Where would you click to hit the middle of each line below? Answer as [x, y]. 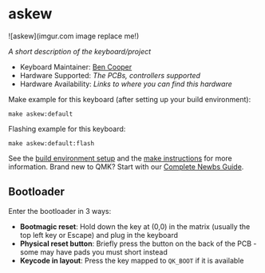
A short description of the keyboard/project [80, 51]
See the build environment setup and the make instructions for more [121, 158]
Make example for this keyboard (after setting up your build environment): [130, 99]
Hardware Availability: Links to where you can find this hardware [126, 84]
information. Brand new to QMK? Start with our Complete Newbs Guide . [126, 166]
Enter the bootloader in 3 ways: [60, 211]
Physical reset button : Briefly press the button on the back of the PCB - [138, 243]
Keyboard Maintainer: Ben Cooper [76, 67]
